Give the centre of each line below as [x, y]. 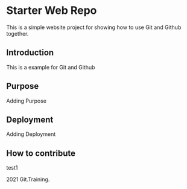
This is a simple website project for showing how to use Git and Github [94, 27]
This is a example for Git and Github [51, 67]
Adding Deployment [31, 134]
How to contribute [41, 153]
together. [17, 33]
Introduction [30, 53]
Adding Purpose [27, 101]
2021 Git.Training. [28, 179]
